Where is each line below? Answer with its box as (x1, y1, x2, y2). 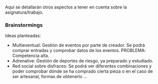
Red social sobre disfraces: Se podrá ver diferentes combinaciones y (12, 63, 152, 69)
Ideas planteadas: (5, 33, 41, 39)
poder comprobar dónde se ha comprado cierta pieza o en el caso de (12, 68, 153, 74)
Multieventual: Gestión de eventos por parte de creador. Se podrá (12, 42, 145, 48)
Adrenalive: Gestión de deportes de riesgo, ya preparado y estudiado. (12, 58, 154, 64)
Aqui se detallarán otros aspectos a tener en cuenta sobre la (5, 4, 127, 10)
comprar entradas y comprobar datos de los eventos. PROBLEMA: (12, 48, 146, 54)
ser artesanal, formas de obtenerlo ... (12, 74, 87, 80)
